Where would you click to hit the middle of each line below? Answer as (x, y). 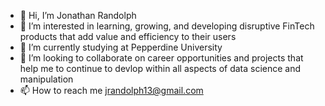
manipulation (46, 79)
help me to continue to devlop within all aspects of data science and (160, 68)
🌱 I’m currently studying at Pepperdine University (121, 47)
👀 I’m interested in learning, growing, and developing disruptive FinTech (167, 26)
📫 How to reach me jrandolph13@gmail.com (111, 90)
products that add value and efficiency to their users (128, 36)
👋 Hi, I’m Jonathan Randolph (78, 15)
